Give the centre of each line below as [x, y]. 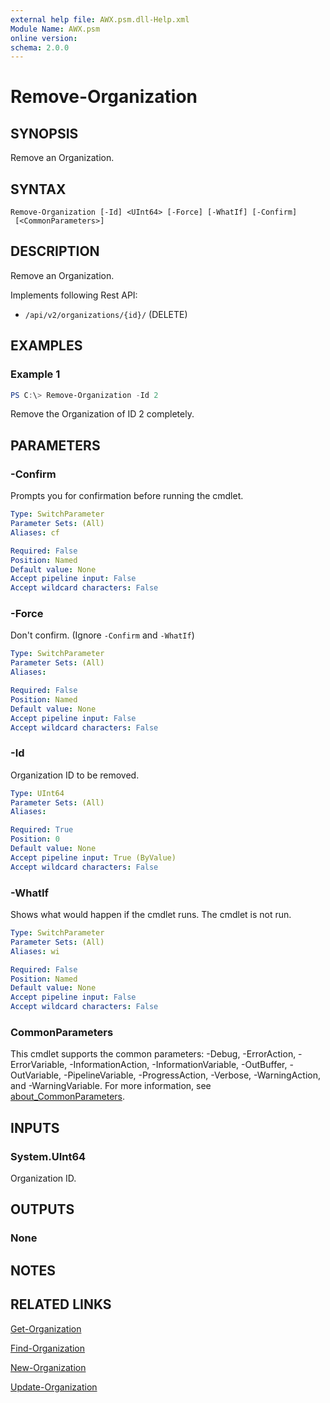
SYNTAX [38, 189]
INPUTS [35, 1127]
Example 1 [35, 374]
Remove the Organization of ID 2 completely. [102, 414]
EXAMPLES [46, 346]
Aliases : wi [35, 951]
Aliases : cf [35, 532]
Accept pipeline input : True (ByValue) [93, 857]
